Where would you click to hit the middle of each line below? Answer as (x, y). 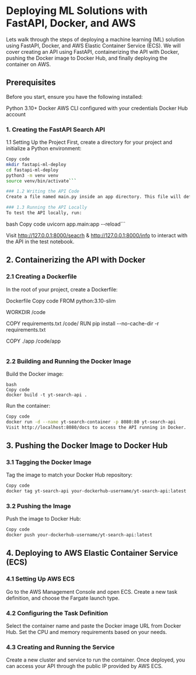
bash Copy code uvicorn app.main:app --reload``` (66, 224)
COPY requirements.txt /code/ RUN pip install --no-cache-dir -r (83, 323)
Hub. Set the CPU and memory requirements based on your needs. (87, 632)
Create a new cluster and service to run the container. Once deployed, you (96, 660)
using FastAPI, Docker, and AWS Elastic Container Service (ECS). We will (93, 46)
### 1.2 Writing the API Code (43, 191)
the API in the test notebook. (40, 242)
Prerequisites (31, 83)
